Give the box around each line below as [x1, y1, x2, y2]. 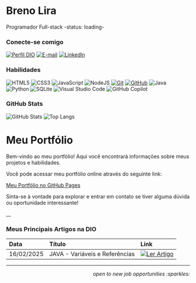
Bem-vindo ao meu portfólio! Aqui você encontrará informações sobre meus [6, 153, 190, 160]
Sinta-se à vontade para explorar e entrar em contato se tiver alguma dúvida [6, 193, 190, 200]
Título [49, 240, 66, 249]
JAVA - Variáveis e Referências [49, 250, 135, 258]
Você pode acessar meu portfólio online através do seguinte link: [6, 170, 162, 177]
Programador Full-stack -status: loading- [6, 23, 104, 30]
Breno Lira [6, 4, 57, 18]
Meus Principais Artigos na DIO [6, 225, 97, 233]
